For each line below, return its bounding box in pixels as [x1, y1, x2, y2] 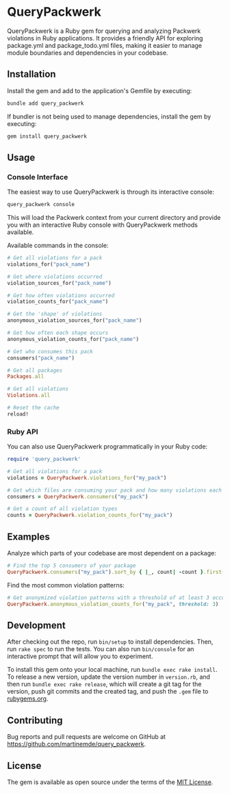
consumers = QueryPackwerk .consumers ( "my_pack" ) [7, 493, 149, 500]
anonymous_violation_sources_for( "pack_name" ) [7, 317, 142, 324]
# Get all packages [7, 367, 63, 374]
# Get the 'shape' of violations [7, 311, 103, 318]
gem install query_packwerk [7, 133, 88, 140]
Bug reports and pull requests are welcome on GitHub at [7, 733, 166, 741]
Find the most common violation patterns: [7, 581, 125, 589]
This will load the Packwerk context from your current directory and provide [7, 214, 221, 222]
